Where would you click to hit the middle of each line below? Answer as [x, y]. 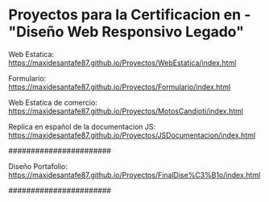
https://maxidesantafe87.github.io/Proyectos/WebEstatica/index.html [122, 63]
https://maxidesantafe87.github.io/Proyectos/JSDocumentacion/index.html [132, 135]
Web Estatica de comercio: [53, 102]
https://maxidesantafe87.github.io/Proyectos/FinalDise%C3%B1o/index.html [134, 175]
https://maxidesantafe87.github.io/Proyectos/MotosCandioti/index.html [126, 111]
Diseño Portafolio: [38, 166]
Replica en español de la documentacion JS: [82, 126]
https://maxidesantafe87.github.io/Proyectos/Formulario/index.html [120, 87]
